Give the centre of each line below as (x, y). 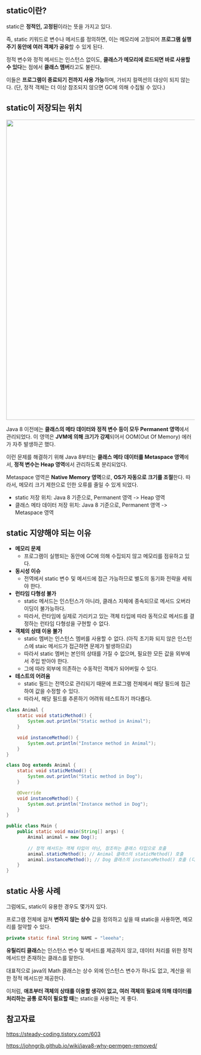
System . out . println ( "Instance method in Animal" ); (92, 743)
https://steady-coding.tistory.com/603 (53, 1034)
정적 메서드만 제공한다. (39, 978)
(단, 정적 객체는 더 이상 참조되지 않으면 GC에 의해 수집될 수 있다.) (90, 87)
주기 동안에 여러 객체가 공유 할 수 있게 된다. (55, 46)
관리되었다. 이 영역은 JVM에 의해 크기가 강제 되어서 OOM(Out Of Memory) (93, 437)
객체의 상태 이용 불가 (39, 631)
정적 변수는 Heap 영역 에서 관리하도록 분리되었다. (71, 464)
